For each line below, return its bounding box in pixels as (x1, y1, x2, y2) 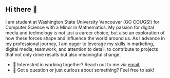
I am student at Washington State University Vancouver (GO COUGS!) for (5, 18, 160, 25)
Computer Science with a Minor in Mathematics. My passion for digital (5, 24, 154, 30)
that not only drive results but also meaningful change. (5, 51, 121, 57)
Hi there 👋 (5, 5, 37, 14)
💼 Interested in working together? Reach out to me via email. (12, 61, 141, 67)
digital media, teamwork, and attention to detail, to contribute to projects (5, 46, 158, 52)
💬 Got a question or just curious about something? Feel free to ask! (12, 67, 154, 73)
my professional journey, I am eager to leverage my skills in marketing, (5, 41, 155, 47)
